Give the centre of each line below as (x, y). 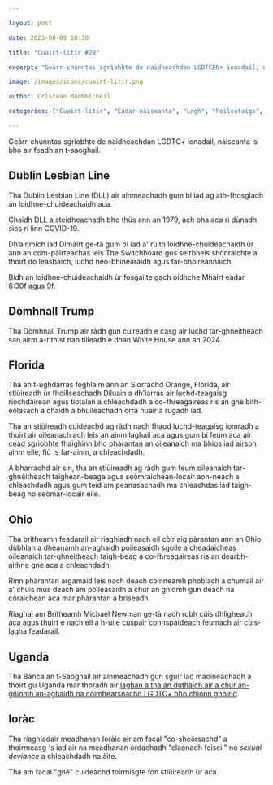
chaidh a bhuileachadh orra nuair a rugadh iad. (125, 411)
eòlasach (24, 411)
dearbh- (235, 556)
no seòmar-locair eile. (64, 494)
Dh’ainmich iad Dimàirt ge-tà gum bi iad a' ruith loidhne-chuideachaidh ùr (131, 244)
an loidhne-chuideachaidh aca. (60, 203)
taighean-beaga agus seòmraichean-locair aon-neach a (145, 477)
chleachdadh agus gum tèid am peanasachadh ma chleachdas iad (119, 486)
